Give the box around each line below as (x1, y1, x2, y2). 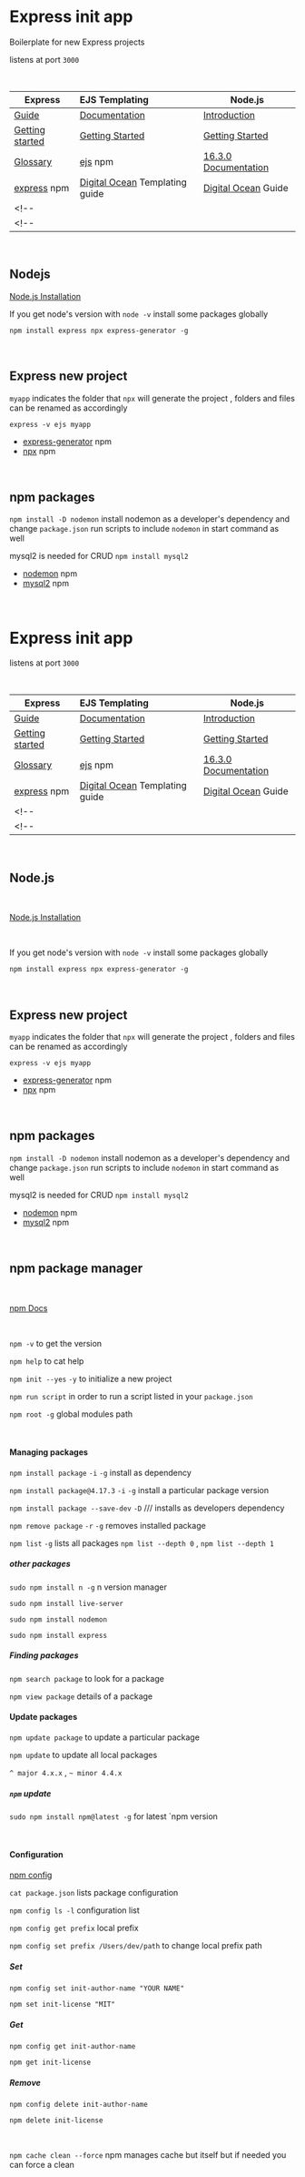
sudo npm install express (9, 1631, 107, 1640)
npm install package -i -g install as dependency (9, 1467, 192, 1478)
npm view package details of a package (9, 1691, 153, 1702)
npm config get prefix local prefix (9, 1923, 139, 1934)
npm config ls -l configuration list (9, 1905, 141, 1916)
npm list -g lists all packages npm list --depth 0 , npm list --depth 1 (9, 1537, 274, 1549)
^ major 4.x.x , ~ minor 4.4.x (9, 1766, 123, 1777)
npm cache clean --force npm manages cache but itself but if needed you (9, 2149, 287, 2160)
